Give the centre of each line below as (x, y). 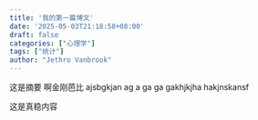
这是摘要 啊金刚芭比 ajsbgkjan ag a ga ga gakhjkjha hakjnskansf (129, 87)
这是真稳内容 (33, 106)
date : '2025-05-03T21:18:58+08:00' (77, 26)
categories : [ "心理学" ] (52, 43)
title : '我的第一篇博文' (52, 18)
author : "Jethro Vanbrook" (61, 60)
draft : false (34, 35)
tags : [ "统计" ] (37, 52)
